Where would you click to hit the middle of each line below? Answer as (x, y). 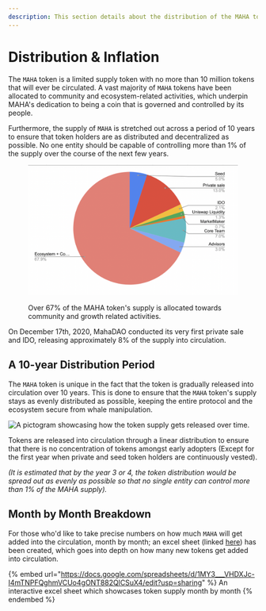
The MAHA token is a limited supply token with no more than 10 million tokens (131, 79)
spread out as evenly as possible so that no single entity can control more (129, 481)
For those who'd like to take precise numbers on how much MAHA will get (125, 533)
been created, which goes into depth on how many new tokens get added (128, 550)
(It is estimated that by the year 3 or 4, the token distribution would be (122, 472)
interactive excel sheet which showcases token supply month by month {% (131, 590)
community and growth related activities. (95, 316)
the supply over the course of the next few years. (89, 153)
